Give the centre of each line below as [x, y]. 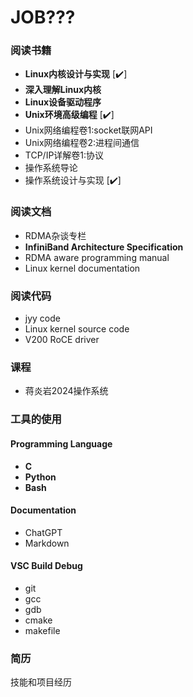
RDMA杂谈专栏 [55, 235]
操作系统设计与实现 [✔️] [73, 180]
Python [40, 477]
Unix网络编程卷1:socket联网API [88, 130]
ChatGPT [43, 532]
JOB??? [43, 17]
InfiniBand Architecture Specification [104, 247]
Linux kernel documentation [82, 268]
